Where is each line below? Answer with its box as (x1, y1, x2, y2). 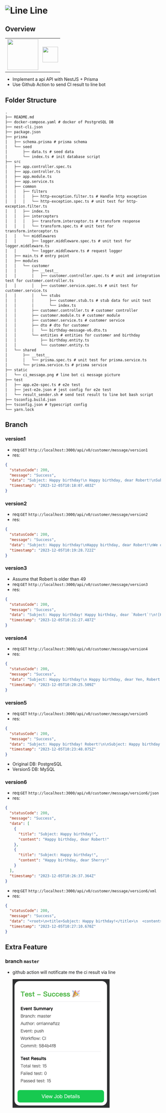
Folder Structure (5, 96, 57, 104)
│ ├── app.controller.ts (5, 169, 61, 175)
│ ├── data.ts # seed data (5, 149, 74, 155)
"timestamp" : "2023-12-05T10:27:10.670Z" (9, 924, 96, 929)
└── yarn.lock (5, 407, 35, 412)
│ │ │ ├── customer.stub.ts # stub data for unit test (5, 298, 152, 303)
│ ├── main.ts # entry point (5, 253, 70, 259)
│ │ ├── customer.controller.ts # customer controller (5, 308, 138, 313)
